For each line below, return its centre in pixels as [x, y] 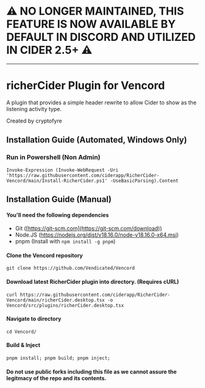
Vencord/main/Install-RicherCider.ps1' [57, 181]
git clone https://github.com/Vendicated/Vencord [71, 268]
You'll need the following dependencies [58, 215]
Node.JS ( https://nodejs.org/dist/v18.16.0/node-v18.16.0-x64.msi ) [97, 235]
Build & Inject [23, 345]
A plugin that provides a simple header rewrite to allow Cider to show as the [102, 102]
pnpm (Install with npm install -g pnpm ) [65, 242]
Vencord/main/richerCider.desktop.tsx [56, 300]
